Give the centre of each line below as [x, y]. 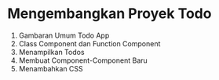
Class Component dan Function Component [89, 43]
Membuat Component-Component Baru [83, 60]
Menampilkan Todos [51, 52]
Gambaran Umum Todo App [64, 35]
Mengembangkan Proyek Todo [109, 14]
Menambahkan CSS [51, 68]
